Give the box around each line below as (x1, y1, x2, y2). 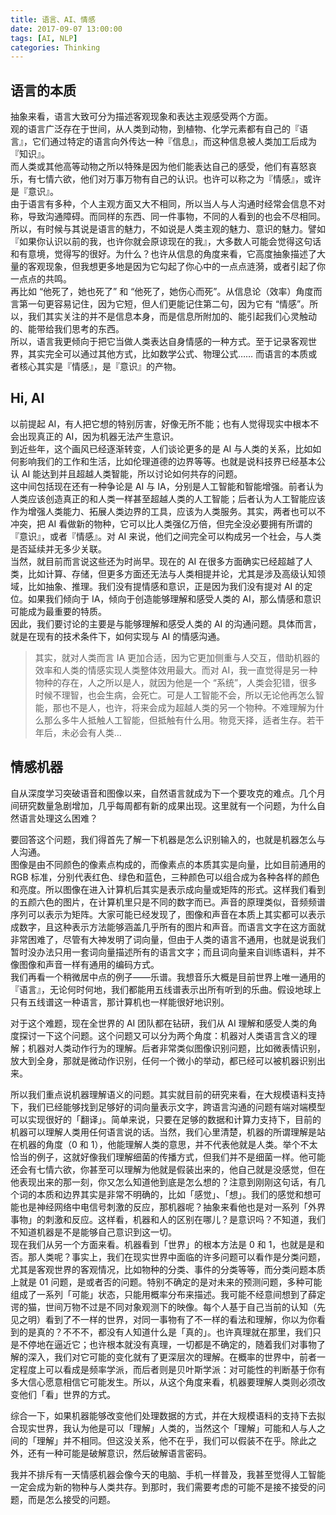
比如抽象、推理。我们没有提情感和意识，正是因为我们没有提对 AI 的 (27, 580, 305, 592)
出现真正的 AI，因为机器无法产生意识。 (18, 430, 180, 442)
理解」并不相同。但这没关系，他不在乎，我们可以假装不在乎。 (36, 1434, 291, 1446)
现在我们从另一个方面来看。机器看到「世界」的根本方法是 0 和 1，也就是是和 (10, 1238, 325, 1250)
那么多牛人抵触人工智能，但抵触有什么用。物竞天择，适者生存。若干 (43, 714, 325, 726)
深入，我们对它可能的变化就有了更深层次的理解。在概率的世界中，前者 (27, 1351, 317, 1363)
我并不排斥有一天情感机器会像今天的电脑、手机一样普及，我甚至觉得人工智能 (10, 1468, 326, 1480)
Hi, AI (10, 390, 45, 407)
